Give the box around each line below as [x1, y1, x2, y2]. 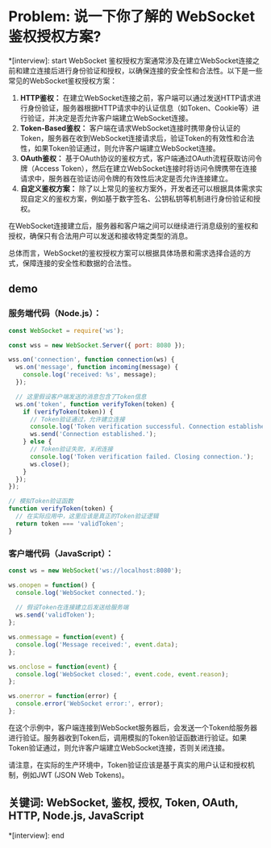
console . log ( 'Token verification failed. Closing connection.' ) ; [29, 452, 254, 460]
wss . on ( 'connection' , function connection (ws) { [8, 355, 175, 364]
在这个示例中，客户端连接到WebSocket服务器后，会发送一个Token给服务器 [8, 722, 258, 732]
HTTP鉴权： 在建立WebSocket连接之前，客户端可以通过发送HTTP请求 [19, 93, 254, 102]
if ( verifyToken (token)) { [23, 408, 114, 416]
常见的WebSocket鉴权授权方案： [8, 76, 118, 85]
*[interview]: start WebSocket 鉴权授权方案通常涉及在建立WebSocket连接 [8, 56, 253, 65]
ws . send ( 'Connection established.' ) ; [29, 430, 157, 439]
